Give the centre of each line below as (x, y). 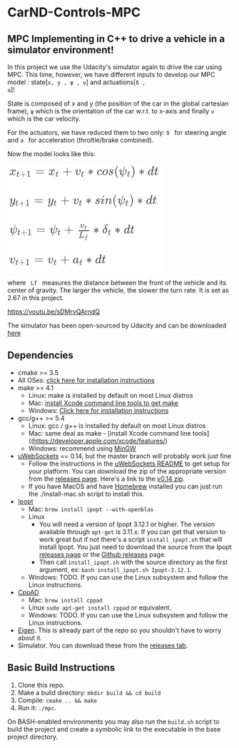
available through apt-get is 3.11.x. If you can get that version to (132, 531)
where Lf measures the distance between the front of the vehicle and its (117, 283)
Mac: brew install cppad (65, 600)
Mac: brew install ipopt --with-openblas (91, 509)
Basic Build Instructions (61, 668)
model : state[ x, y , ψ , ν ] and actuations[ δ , (77, 82)
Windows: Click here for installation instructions (98, 410)
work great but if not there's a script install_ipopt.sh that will (131, 539)
